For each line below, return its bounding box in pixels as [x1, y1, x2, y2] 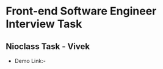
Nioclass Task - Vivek [5, 41, 90, 51]
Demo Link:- [14, 57, 46, 64]
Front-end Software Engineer [5, 4, 157, 18]
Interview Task [5, 17, 82, 31]
